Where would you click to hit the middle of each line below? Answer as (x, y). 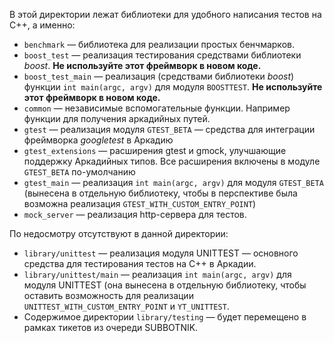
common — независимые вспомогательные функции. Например (157, 108)
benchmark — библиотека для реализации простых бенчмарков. (159, 44)
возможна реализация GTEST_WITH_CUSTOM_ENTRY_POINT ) (140, 203)
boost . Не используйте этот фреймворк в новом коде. (142, 65)
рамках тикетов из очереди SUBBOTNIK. (111, 327)
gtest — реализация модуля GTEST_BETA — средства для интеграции (169, 129)
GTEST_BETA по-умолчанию (79, 172)
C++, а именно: (42, 25)
